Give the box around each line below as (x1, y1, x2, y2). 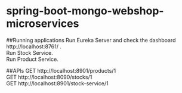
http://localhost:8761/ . (6, 43, 61, 50)
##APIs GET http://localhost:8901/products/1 (6, 67, 116, 74)
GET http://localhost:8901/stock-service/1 (6, 79, 109, 87)
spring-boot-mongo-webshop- (6, 4, 164, 18)
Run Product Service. (6, 55, 58, 63)
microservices (6, 17, 79, 30)
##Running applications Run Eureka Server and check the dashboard (6, 36, 176, 44)
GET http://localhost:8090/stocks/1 (6, 73, 92, 80)
